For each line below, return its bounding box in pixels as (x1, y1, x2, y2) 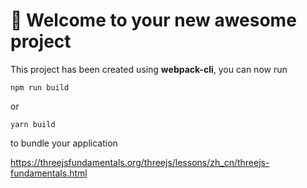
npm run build (10, 82, 70, 93)
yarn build (10, 119, 56, 129)
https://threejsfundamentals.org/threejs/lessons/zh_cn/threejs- (10, 156, 270, 168)
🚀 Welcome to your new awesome (10, 9, 297, 32)
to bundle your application (10, 137, 118, 149)
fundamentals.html (10, 167, 88, 179)
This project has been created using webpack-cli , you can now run (10, 63, 288, 75)
